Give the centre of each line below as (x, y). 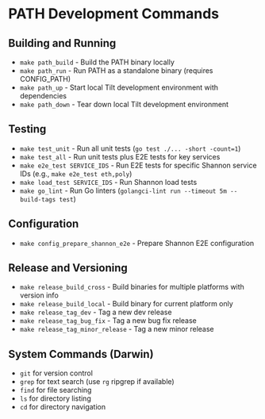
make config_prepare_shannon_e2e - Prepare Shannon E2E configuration (137, 243)
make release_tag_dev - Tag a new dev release (96, 312)
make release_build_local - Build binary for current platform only (127, 304)
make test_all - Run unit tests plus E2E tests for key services (120, 156)
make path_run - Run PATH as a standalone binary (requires (116, 71)
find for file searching (56, 390)
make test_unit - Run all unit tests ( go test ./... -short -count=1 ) (130, 148)
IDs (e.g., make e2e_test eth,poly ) (76, 173)
